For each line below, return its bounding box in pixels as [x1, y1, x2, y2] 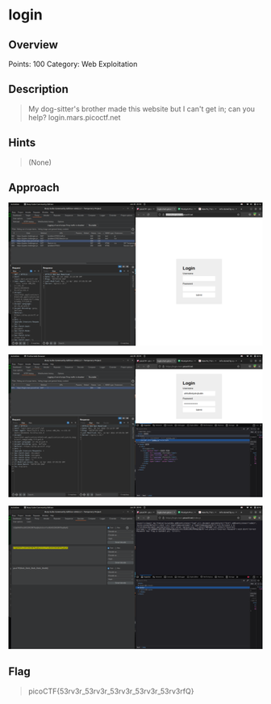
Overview [8, 38, 59, 52]
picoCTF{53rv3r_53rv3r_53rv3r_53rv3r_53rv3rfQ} [27, 686, 194, 696]
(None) [27, 157, 52, 167]
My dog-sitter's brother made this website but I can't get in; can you [27, 103, 256, 114]
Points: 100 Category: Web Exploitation [8, 59, 138, 69]
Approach [8, 181, 60, 195]
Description [8, 82, 69, 96]
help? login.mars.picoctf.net [27, 112, 121, 122]
